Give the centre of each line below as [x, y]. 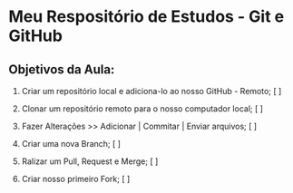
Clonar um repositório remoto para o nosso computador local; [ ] [142, 109]
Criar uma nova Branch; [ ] [71, 144]
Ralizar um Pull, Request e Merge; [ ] [90, 161]
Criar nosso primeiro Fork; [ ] [76, 179]
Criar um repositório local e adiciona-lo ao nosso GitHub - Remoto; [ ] [151, 91]
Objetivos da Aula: [62, 69]
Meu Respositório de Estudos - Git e [146, 17]
